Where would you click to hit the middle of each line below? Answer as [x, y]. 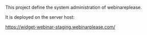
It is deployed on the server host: [40, 17]
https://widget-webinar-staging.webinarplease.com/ [60, 27]
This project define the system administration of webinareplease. [73, 7]
